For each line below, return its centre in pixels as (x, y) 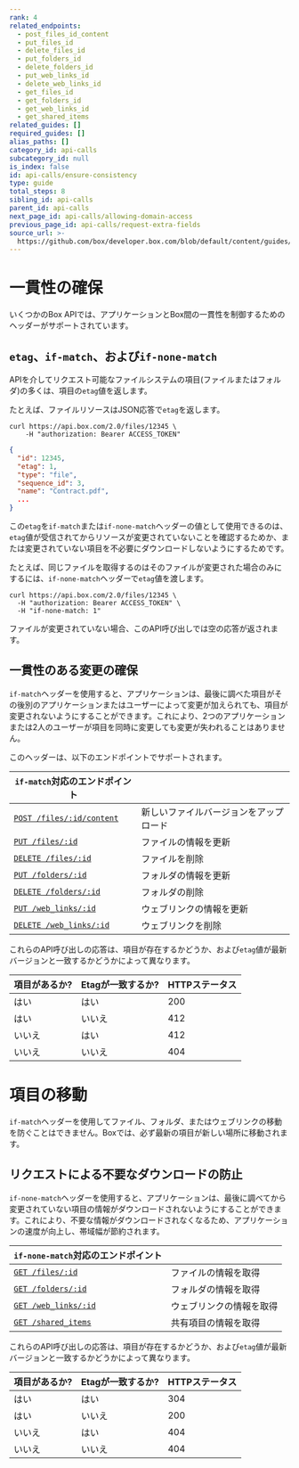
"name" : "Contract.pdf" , (63, 491)
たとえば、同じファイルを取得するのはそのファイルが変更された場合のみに (145, 567)
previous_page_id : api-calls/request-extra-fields (105, 225)
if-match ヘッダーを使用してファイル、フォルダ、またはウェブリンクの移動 (146, 1121)
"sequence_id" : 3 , (52, 483)
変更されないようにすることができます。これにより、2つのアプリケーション (147, 716)
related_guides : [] (45, 126)
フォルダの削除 (173, 892)
